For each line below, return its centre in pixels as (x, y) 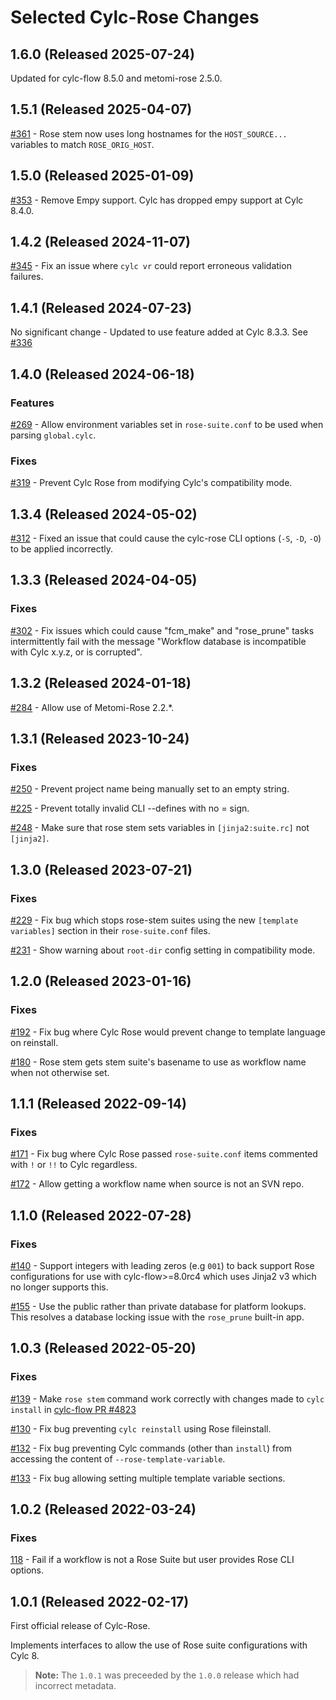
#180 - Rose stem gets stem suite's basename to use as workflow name (158, 1062)
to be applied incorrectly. (61, 549)
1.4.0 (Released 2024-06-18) (102, 374)
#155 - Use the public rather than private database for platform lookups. (158, 1306)
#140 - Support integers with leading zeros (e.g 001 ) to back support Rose (162, 1265)
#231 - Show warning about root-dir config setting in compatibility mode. (163, 950)
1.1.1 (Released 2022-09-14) (98, 1104)
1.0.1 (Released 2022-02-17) (100, 1601)
